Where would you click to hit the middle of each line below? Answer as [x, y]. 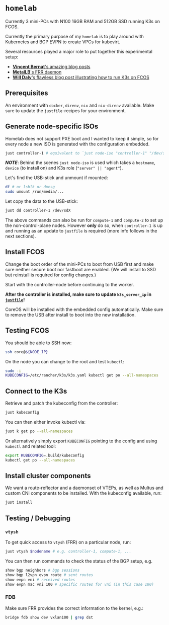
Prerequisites [27, 93]
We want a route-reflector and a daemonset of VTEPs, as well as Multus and [84, 488]
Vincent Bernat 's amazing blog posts [51, 66]
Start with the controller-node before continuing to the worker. [70, 284]
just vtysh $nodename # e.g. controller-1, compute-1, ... [68, 552]
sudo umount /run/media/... [35, 192]
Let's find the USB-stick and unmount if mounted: [57, 178]
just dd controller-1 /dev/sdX [38, 211]
